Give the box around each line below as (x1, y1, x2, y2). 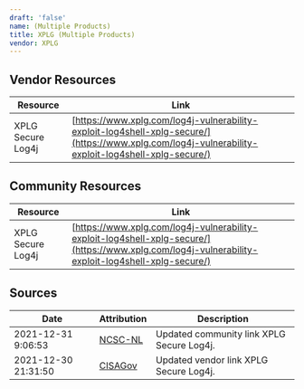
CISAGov (99, 359, 138, 372)
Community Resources (9, 178, 142, 194)
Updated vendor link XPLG (155, 354, 269, 366)
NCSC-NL (99, 333, 143, 346)
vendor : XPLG (9, 38, 59, 48)
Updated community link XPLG (155, 327, 287, 340)
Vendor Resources (9, 71, 117, 87)
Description (197, 312, 249, 325)
